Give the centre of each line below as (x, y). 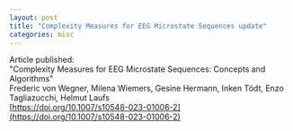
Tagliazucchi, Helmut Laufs (60, 98)
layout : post (34, 17)
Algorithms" (31, 79)
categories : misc (42, 34)
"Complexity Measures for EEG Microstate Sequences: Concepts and (138, 69)
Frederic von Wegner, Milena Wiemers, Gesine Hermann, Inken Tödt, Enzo (147, 88)
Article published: (42, 60)
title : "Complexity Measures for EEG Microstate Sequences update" (138, 26)
